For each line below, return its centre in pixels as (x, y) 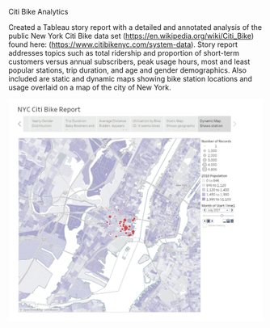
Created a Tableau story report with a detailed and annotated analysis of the (135, 27)
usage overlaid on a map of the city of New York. (90, 87)
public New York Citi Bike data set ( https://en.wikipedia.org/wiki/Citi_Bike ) (131, 36)
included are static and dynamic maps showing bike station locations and (131, 79)
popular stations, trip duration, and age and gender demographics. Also (127, 70)
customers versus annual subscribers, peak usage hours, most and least (129, 61)
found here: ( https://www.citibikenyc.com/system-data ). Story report (123, 44)
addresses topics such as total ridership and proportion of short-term (124, 53)
